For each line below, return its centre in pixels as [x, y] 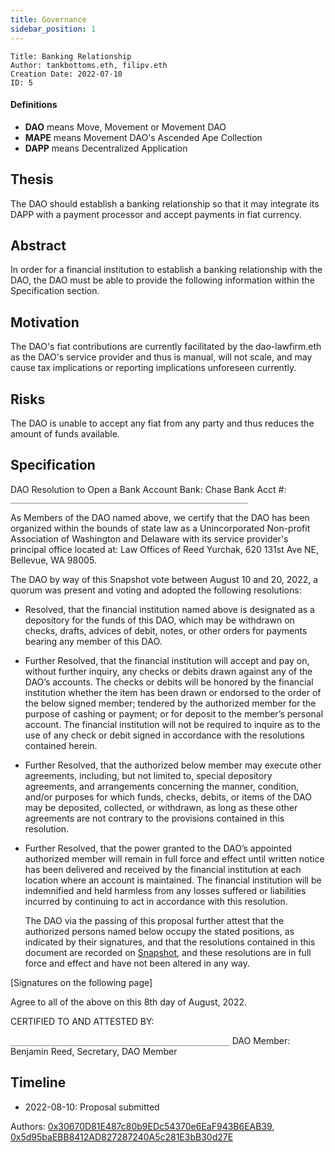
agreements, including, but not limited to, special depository [148, 775]
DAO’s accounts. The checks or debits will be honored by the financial [169, 682]
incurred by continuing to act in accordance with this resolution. [156, 901]
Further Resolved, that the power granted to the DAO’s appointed [158, 848]
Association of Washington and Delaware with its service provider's [149, 538]
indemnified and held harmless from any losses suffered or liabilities [165, 890]
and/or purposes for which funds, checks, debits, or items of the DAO [168, 797]
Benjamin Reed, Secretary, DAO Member [94, 1051]
